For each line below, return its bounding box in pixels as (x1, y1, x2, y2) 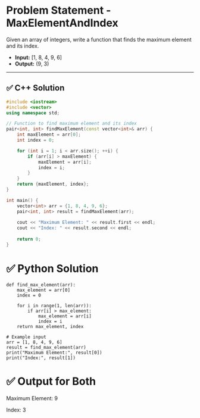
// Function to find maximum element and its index (6, 120, 137, 127)
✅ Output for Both (6, 375, 96, 388)
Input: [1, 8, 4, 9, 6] (14, 54, 62, 61)
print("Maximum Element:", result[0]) (6, 350, 102, 355)
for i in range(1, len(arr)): (17, 302, 92, 308)
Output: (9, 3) (14, 60, 49, 67)
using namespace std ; (6, 110, 60, 116)
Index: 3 (6, 406, 26, 413)
